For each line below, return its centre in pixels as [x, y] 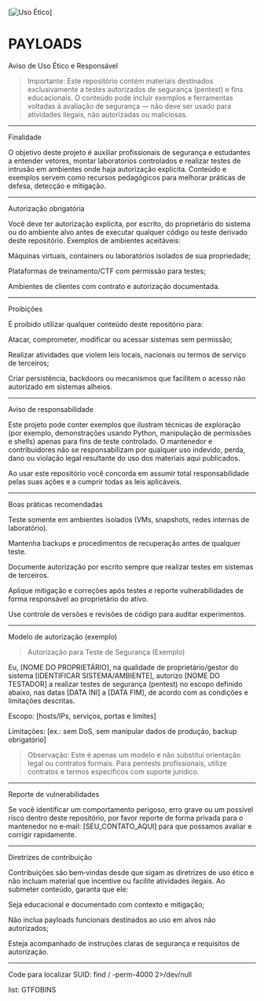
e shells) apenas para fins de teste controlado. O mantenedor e [110, 441]
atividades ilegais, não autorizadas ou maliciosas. [108, 114]
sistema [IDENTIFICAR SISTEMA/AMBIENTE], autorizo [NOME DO [114, 675]
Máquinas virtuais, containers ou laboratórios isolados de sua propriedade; [130, 255]
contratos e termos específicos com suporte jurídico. [113, 771]
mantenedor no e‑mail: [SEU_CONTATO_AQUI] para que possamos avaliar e [130, 826]
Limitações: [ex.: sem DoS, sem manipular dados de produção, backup [123, 731]
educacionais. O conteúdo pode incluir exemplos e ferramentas [130, 98]
